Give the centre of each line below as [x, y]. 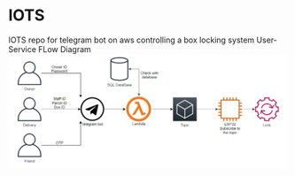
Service [23, 49]
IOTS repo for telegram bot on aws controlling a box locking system [132, 40]
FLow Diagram [65, 49]
